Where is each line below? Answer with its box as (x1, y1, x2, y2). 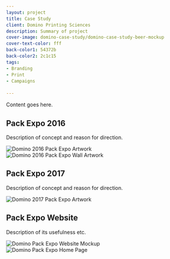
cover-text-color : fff (6, 41, 62, 47)
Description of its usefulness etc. (6, 228, 86, 235)
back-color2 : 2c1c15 (6, 53, 57, 59)
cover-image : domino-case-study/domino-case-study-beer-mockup (6, 34, 165, 41)
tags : (6, 59, 19, 65)
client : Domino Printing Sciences (6, 22, 91, 28)
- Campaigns (6, 78, 35, 84)
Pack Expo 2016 (6, 118, 66, 128)
